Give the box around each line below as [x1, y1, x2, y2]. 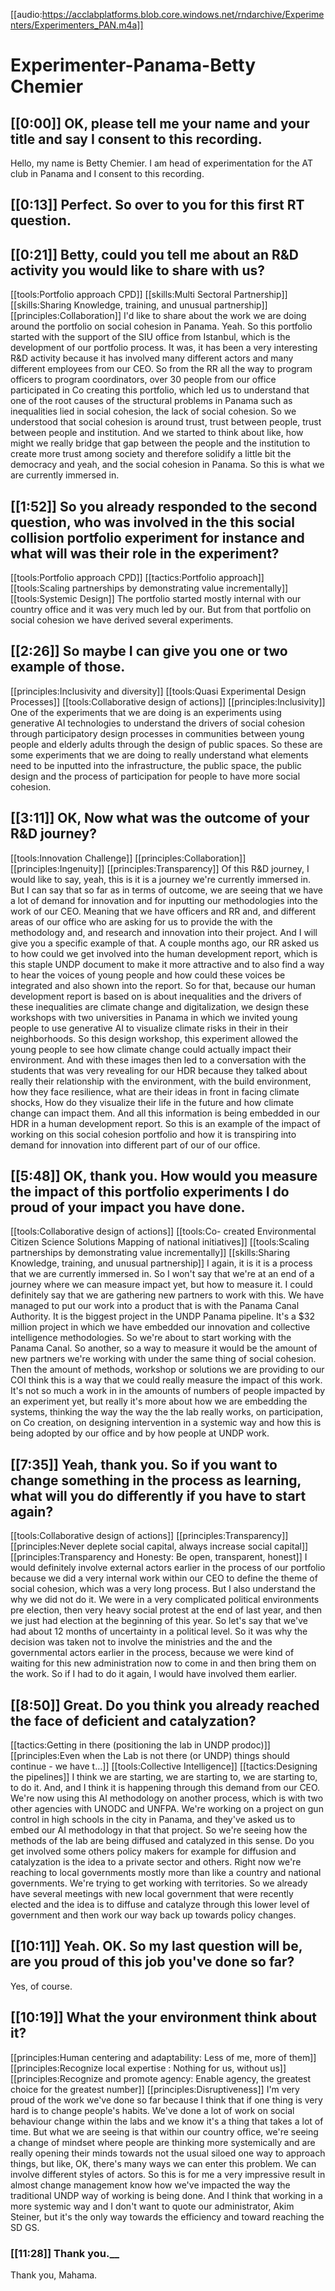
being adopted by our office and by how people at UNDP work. [10, 1427, 270, 1439]
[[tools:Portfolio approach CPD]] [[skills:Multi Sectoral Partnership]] [10, 289, 288, 301]
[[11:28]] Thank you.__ [10, 2246, 120, 2260]
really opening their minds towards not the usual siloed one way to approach [10, 2147, 326, 2159]
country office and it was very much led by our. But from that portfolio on [10, 604, 312, 616]
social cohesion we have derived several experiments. [10, 614, 234, 626]
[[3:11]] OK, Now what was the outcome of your [10, 810, 310, 827]
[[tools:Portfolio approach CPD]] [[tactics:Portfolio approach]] [10, 572, 265, 584]
